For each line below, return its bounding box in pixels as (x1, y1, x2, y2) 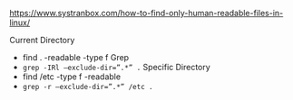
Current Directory (9, 35, 75, 45)
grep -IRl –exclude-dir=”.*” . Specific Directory (22, 62, 210, 72)
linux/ (9, 17, 31, 28)
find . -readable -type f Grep (22, 52, 130, 62)
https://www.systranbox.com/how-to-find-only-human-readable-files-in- (9, 8, 284, 18)
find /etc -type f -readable (22, 71, 121, 82)
